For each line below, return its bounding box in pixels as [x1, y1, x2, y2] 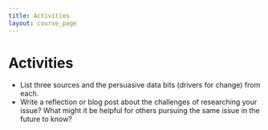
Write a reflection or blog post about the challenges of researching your [19, 97, 258, 107]
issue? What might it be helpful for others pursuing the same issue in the [19, 106, 260, 116]
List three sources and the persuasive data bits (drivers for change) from [19, 80, 261, 90]
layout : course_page [8, 19, 78, 27]
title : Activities [8, 11, 70, 20]
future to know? [19, 114, 72, 124]
